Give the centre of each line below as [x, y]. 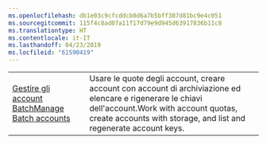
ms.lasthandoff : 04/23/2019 [55, 45]
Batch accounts [41, 118]
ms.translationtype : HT [48, 30]
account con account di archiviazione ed [165, 88]
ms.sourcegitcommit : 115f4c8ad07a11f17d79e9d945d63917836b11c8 [115, 23]
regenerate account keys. [137, 128]
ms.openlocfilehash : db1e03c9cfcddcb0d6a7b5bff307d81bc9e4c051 [115, 16]
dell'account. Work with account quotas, [164, 108]
